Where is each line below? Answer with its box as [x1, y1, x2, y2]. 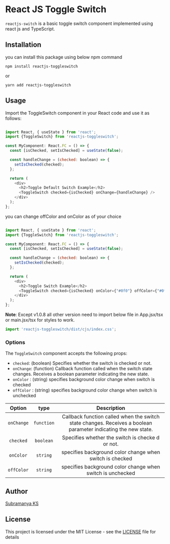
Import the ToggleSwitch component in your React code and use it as [5, 110, 150, 116]
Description [96, 405, 125, 412]
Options [5, 339, 25, 346]
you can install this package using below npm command [5, 54, 122, 60]
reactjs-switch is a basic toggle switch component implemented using [5, 20, 153, 26]
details [5, 534, 19, 540]
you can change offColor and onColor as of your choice [5, 213, 121, 219]
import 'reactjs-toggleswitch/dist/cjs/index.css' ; [5, 327, 116, 332]
